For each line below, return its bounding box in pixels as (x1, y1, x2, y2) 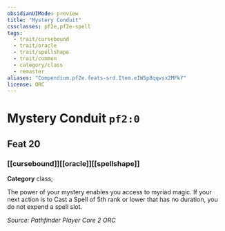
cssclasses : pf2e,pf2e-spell (7, 23, 91, 30)
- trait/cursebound (13, 36, 70, 43)
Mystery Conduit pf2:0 (7, 111, 140, 127)
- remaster (13, 68, 45, 75)
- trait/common (13, 55, 57, 62)
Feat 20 (7, 138, 41, 149)
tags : (7, 29, 23, 37)
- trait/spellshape (13, 49, 70, 56)
